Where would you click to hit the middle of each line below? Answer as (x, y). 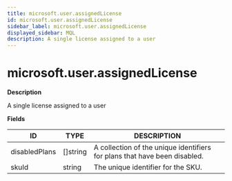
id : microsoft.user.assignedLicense (60, 20)
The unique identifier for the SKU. (148, 167)
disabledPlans (33, 152)
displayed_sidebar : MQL (41, 33)
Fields (16, 119)
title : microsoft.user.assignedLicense (65, 13)
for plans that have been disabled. (148, 156)
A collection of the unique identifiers (153, 147)
